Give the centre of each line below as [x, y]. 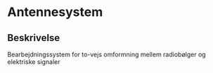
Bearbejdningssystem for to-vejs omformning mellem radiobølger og [106, 54]
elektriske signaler [34, 62]
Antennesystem [55, 12]
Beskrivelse [34, 38]
